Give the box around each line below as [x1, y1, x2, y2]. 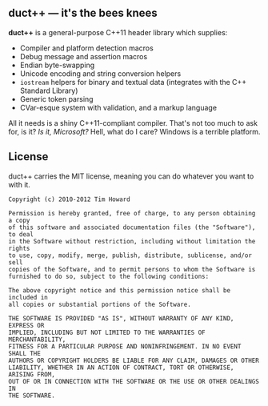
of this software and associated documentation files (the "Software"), [8, 223, 256, 231]
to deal [8, 230, 34, 239]
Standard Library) [19, 86, 78, 95]
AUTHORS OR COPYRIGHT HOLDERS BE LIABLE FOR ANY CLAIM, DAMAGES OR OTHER [8, 356, 260, 364]
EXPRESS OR [8, 321, 45, 329]
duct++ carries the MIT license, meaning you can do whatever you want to [8, 171, 254, 181]
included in [8, 293, 48, 301]
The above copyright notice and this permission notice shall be [8, 286, 230, 295]
